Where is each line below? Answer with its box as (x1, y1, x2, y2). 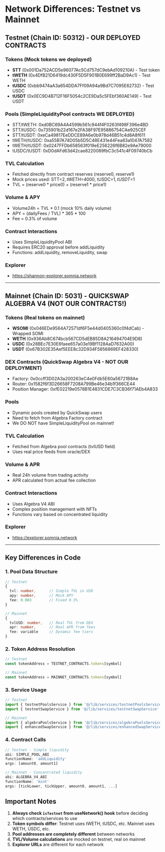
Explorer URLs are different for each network (12, 842, 104, 848)
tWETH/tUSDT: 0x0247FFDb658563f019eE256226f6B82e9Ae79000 (12, 142, 152, 148)
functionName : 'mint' (5, 779, 50, 784)
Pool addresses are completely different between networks (12, 831, 135, 837)
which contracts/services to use (12, 816, 78, 822)
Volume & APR (5, 461, 40, 468)
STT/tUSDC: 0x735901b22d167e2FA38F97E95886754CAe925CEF (12, 127, 146, 133)
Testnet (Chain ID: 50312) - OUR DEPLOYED (5, 33, 141, 42)
